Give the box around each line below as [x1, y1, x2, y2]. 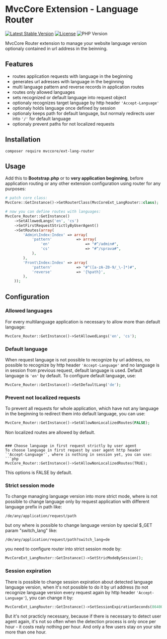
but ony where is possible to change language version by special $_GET [5, 522, 153, 528]
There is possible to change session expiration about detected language [5, 579, 153, 585]
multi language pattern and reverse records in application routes [12, 84, 144, 90]
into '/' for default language [12, 116, 71, 122]
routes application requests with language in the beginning [12, 73, 133, 79]
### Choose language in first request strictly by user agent [5, 444, 137, 449]
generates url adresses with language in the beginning [12, 78, 124, 84]
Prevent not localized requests [5, 394, 81, 401]
